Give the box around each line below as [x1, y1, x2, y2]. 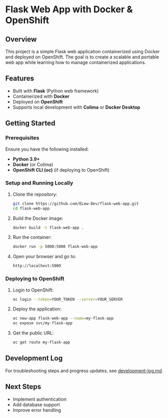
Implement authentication [12, 396, 67, 402]
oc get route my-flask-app [12, 340, 70, 345]
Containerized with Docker [12, 93, 70, 99]
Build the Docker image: [12, 215, 64, 221]
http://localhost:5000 [12, 263, 61, 268]
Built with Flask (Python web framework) [12, 88, 99, 94]
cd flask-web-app [12, 206, 50, 211]
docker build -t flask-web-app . [12, 225, 84, 230]
